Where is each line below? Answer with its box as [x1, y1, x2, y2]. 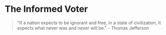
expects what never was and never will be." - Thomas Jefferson [17, 25, 149, 31]
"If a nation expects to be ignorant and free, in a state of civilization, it [17, 20, 161, 26]
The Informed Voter [5, 3, 88, 15]
